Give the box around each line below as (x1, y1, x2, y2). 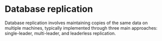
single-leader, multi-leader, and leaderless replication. (4, 30, 116, 36)
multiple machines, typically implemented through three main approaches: (4, 25, 158, 31)
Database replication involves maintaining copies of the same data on (4, 20, 148, 26)
